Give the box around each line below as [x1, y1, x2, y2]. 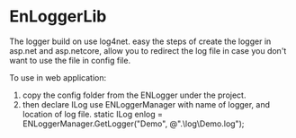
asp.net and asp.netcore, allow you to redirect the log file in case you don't [9, 45, 287, 56]
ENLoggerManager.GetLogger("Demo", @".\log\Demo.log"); [22, 118, 245, 129]
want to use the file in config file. [9, 55, 131, 65]
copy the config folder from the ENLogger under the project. [22, 90, 247, 100]
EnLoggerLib [9, 6, 107, 27]
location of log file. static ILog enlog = [22, 108, 164, 119]
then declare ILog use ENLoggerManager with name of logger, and [22, 99, 271, 109]
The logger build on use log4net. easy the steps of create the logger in [9, 36, 272, 47]
